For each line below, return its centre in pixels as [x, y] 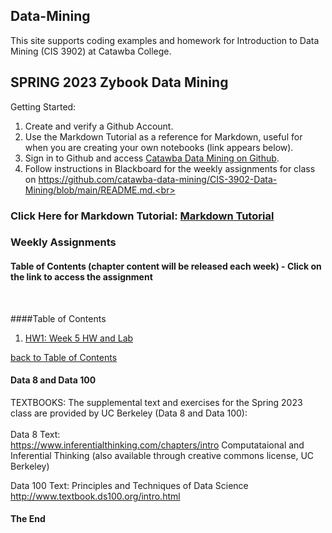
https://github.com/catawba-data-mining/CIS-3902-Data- [158, 179]
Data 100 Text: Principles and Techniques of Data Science [129, 485]
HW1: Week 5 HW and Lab [79, 338]
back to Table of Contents [64, 357]
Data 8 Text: [35, 434]
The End [28, 519]
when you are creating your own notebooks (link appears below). [159, 147]
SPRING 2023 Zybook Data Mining [119, 82]
